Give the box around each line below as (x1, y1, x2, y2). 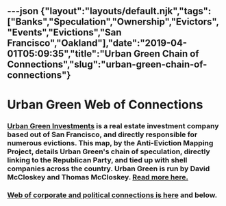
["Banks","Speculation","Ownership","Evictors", (7, 16, 219, 28)
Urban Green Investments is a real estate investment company (7, 121, 219, 130)
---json (7, 5, 39, 17)
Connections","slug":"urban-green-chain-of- (7, 59, 208, 70)
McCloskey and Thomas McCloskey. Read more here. (7, 172, 188, 181)
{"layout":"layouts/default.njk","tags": (40, 5, 212, 17)
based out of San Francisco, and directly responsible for (7, 130, 198, 139)
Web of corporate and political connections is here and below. (7, 190, 218, 200)
